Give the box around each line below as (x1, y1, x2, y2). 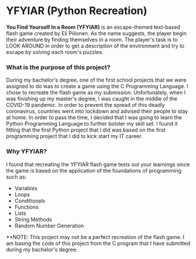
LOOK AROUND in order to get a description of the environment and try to (6, 42, 185, 49)
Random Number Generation (14, 222, 84, 229)
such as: (6, 173, 27, 180)
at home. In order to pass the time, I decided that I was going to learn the (6, 114, 183, 121)
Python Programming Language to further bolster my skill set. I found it (6, 120, 178, 127)
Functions (14, 203, 39, 210)
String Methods (14, 216, 52, 223)
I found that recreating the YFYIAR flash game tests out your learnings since (6, 160, 190, 168)
